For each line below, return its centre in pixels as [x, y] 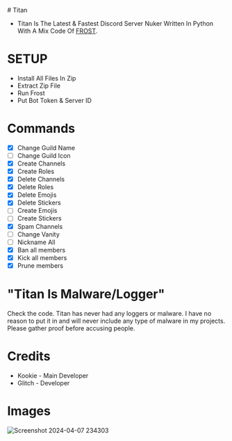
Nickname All [36, 242]
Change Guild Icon [44, 155]
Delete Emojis [37, 195]
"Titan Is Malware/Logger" [86, 294]
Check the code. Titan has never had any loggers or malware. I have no [109, 313]
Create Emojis [37, 211]
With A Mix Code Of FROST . [57, 31]
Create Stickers [39, 218]
